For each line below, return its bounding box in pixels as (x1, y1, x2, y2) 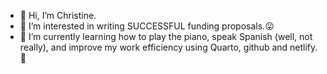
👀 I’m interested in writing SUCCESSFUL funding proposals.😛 (19, 20, 275, 32)
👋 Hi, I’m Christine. (19, 10, 97, 21)
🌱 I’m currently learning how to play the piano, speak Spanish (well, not (19, 31, 313, 42)
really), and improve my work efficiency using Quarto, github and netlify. (19, 41, 318, 53)
